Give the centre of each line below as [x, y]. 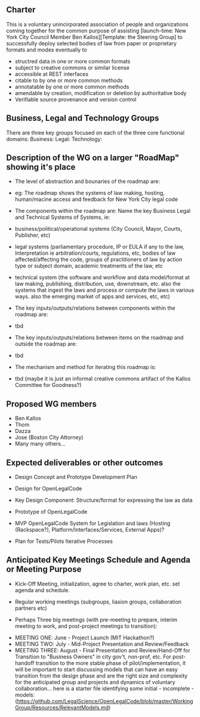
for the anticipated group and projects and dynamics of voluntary [95, 682]
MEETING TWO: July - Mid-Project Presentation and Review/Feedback [102, 644]
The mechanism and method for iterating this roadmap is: [85, 367]
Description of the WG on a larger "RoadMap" [93, 158]
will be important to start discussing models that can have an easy [96, 669]
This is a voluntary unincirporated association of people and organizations [97, 24]
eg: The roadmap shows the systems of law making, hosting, [90, 193]
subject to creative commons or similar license [72, 68]
